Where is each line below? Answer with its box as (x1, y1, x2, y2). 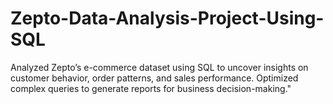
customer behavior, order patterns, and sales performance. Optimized (10, 72, 299, 84)
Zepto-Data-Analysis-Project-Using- (10, 7, 325, 30)
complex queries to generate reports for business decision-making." (10, 82, 292, 94)
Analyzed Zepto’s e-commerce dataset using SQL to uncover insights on (10, 61, 309, 73)
